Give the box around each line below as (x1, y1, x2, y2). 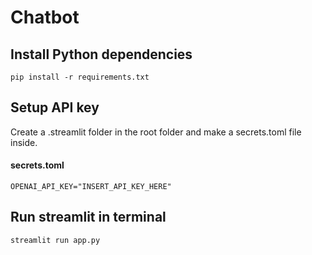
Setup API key (10, 99, 100, 116)
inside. (10, 136, 38, 148)
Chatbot (10, 6, 80, 29)
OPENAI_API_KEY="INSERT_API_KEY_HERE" (10, 182, 172, 192)
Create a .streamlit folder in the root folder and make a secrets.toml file (10, 126, 302, 138)
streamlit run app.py (10, 235, 101, 245)
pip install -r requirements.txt (10, 72, 150, 82)
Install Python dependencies (10, 46, 193, 63)
